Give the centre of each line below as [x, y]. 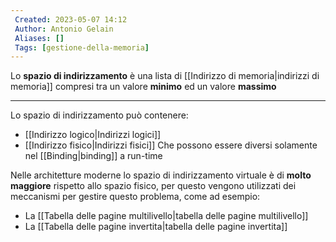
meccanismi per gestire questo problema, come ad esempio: [135, 197]
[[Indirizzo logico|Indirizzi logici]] [93, 135]
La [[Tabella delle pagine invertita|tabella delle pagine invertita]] [156, 227]
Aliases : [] [39, 38]
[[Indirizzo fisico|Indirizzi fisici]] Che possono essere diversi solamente [171, 145]
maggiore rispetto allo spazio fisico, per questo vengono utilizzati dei [153, 186]
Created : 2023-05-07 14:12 [71, 19]
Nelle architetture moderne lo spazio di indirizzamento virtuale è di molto [161, 175]
